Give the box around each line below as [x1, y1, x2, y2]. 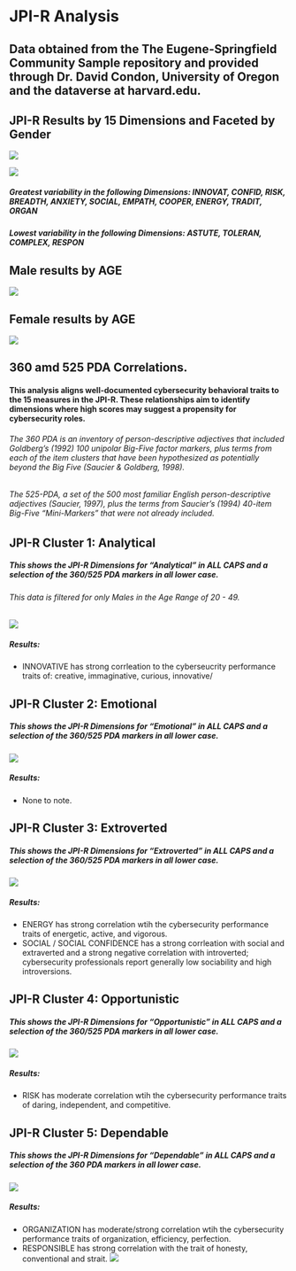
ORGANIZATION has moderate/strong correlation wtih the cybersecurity [21, 1224, 285, 1235]
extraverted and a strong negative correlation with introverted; [21, 947, 249, 957]
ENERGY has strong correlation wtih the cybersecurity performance [21, 918, 269, 929]
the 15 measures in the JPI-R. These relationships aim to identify [9, 394, 250, 405]
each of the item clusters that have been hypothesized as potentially [9, 452, 260, 462]
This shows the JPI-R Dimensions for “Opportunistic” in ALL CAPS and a [9, 1016, 283, 1027]
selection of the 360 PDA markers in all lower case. [9, 1159, 201, 1170]
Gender [9, 127, 51, 142]
